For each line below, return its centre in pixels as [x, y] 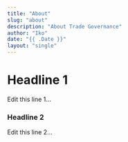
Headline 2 [26, 117]
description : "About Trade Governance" [65, 26]
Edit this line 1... [29, 99]
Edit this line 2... [30, 132]
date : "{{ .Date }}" [37, 39]
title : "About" [29, 14]
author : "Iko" [28, 33]
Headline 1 [37, 80]
